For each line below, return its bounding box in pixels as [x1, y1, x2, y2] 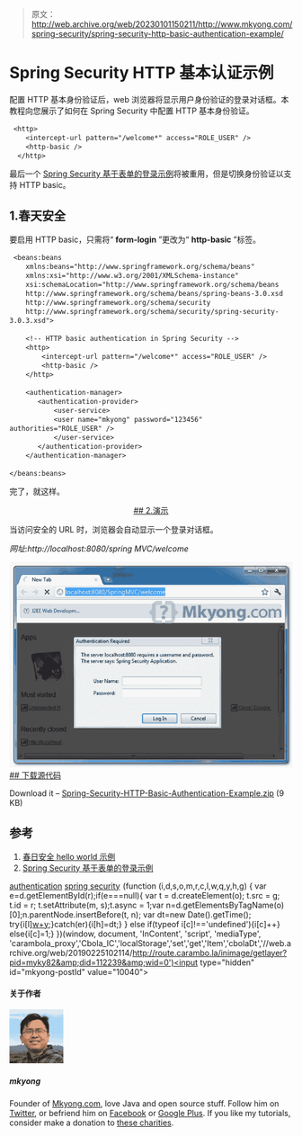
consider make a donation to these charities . [9, 1117, 174, 1128]
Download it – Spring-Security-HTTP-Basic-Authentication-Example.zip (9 [9, 787, 285, 799]
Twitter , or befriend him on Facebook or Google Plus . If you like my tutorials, [9, 1107, 291, 1118]
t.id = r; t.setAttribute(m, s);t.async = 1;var [9, 899, 164, 910]
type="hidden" [200, 957, 255, 968]
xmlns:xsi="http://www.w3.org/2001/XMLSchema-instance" [25, 271, 240, 280]
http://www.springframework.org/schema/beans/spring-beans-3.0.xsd [25, 289, 283, 298]
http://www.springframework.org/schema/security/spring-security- [25, 307, 280, 316]
